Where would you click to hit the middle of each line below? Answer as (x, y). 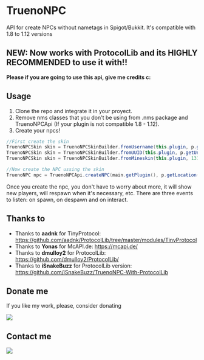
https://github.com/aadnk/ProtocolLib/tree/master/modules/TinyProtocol (106, 240)
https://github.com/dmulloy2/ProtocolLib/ (67, 259)
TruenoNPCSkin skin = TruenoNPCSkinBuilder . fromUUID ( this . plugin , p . (96, 153)
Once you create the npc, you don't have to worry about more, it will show (99, 187)
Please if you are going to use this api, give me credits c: (79, 77)
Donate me (27, 292)
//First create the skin (38, 141)
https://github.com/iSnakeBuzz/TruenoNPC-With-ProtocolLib (92, 272)
